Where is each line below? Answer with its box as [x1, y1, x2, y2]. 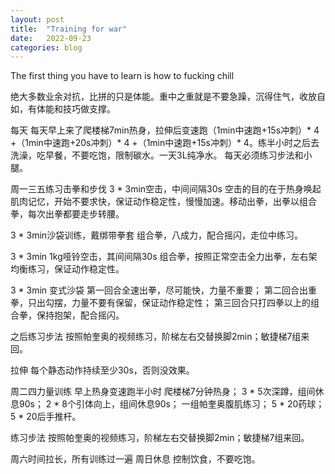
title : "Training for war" [10, 24, 128, 34]
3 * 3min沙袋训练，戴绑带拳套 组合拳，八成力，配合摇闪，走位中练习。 [10, 229, 304, 241]
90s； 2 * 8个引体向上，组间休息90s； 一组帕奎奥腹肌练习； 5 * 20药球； [18, 398, 325, 410]
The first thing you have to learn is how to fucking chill [10, 70, 235, 82]
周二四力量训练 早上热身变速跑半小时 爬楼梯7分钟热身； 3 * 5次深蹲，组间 [10, 386, 316, 398]
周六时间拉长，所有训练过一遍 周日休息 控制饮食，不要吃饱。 [10, 453, 261, 465]
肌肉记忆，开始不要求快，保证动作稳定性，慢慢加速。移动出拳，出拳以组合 [10, 196, 317, 208]
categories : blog [10, 42, 83, 53]
